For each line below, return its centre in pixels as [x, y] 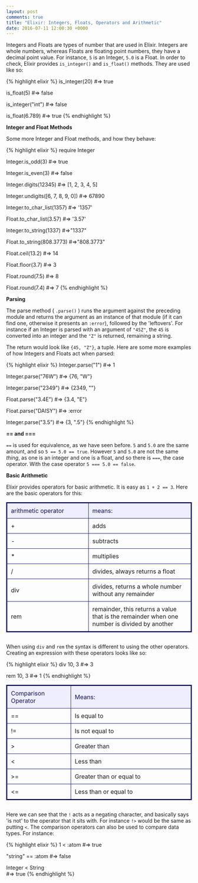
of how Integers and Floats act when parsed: [60, 354]
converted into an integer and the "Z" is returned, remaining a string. [89, 336]
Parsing [16, 299]
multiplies [106, 557]
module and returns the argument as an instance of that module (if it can [94, 317]
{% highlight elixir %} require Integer [51, 150]
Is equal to [89, 716]
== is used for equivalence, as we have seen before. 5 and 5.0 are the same [98, 445]
